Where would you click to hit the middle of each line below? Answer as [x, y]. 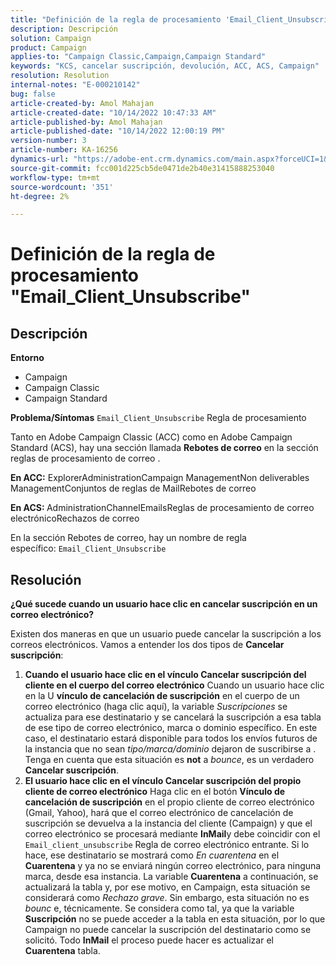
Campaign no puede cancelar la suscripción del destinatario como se [168, 930]
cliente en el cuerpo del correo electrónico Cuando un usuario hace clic [174, 685]
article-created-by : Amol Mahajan [82, 103]
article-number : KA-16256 [64, 150]
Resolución [46, 579]
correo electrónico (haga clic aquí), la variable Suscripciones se [156, 707]
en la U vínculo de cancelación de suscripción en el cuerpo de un [162, 696]
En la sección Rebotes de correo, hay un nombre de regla [128, 538]
